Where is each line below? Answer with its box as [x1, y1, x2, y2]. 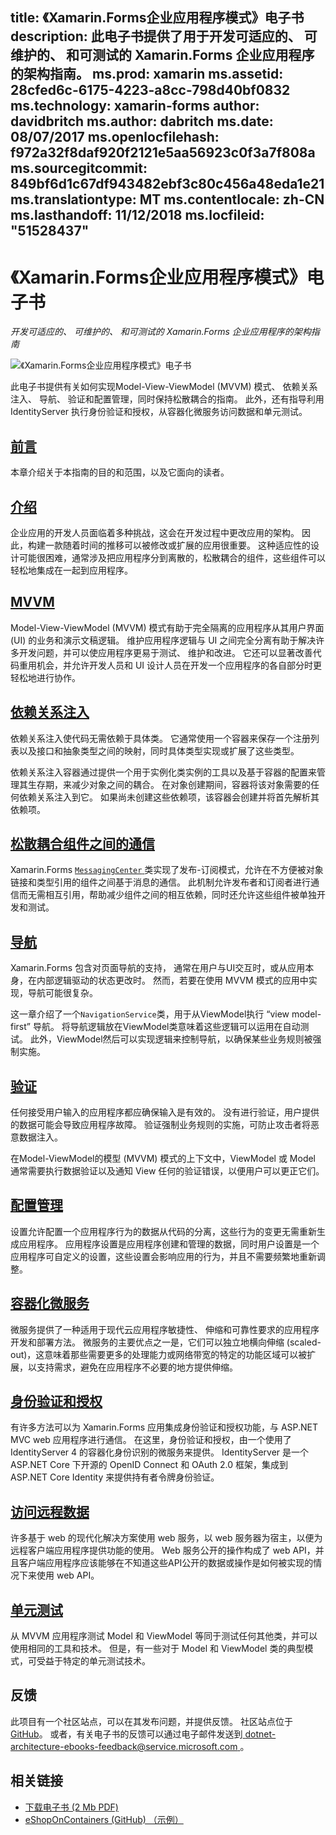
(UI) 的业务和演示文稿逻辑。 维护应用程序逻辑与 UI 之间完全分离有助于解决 [10, 634, 317, 646]
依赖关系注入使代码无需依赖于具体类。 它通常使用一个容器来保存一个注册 [10, 732, 311, 744]
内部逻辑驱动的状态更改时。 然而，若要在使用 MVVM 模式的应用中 [36, 974, 309, 987]
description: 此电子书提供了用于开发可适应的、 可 [10, 28, 318, 45]
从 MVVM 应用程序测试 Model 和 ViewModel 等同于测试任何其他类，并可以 [10, 1630, 318, 1642]
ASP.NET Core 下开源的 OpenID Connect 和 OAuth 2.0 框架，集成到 [10, 1459, 289, 1471]
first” [10, 1021, 31, 1033]
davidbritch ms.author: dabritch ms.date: [10, 113, 274, 130]
